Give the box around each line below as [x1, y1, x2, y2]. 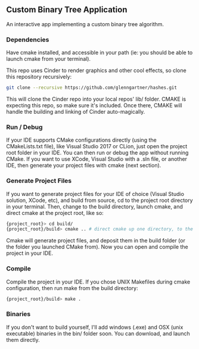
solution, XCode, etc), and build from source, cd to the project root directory [6, 197, 193, 204]
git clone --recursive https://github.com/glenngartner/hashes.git [6, 85, 178, 91]
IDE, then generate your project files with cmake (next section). [6, 162, 161, 169]
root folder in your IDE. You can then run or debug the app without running [6, 149, 189, 157]
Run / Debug [6, 123, 43, 131]
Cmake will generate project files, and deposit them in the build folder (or [6, 237, 186, 244]
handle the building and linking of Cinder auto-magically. [6, 108, 145, 115]
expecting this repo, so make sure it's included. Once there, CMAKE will [6, 101, 183, 109]
